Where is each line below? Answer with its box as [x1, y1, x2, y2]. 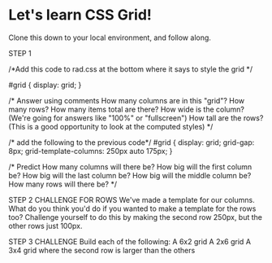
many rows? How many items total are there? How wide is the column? [8, 104, 245, 114]
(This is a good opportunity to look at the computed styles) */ [8, 121, 214, 131]
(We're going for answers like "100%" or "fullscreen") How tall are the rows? [8, 112, 264, 123]
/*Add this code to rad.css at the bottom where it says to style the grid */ [8, 64, 253, 74]
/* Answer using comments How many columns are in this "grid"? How [8, 95, 245, 105]
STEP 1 [8, 48, 32, 58]
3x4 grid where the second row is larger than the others [8, 245, 196, 255]
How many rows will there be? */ [8, 179, 118, 189]
